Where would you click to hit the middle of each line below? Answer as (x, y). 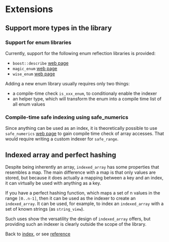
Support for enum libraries (38, 42)
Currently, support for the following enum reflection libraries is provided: (80, 53)
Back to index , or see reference (38, 234)
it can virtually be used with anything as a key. (53, 183)
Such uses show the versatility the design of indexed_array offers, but (78, 219)
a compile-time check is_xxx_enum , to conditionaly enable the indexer (85, 93)
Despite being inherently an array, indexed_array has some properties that (82, 167)
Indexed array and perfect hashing (61, 155)
